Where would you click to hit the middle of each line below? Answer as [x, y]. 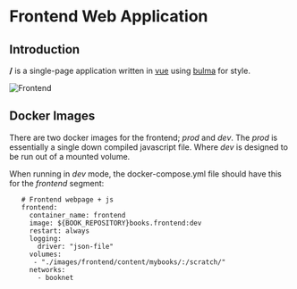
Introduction [45, 50]
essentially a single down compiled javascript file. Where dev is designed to [149, 147]
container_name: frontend [77, 215]
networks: [47, 269]
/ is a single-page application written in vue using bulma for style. [130, 70]
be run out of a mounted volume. [70, 156]
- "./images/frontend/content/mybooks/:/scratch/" [129, 262]
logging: [46, 238]
